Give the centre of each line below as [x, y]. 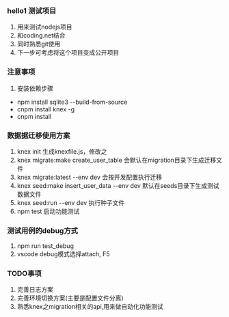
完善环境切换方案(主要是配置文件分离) [70, 298]
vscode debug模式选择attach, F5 [64, 254]
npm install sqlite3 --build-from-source [72, 102]
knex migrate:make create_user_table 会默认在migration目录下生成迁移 [117, 160]
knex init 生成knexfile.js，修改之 [62, 151]
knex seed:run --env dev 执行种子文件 [71, 202]
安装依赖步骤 [35, 88]
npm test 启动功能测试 [48, 211]
